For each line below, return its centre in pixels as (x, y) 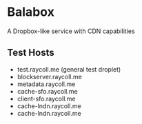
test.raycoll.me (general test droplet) (69, 69)
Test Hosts (31, 53)
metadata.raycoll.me (46, 84)
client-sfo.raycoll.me (46, 99)
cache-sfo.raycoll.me (47, 91)
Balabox (31, 12)
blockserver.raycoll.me (50, 76)
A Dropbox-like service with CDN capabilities (71, 31)
